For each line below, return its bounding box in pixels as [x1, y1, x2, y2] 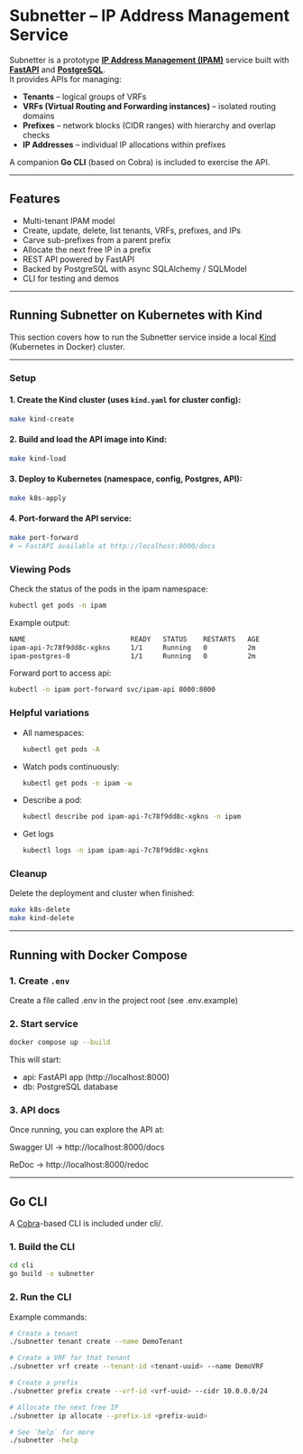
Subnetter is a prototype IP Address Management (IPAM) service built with [9, 54, 289, 65]
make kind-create [9, 415, 75, 424]
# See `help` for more [9, 1428, 95, 1437]
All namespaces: [22, 727, 85, 738]
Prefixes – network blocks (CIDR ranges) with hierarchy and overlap [22, 119, 277, 131]
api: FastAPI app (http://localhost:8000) [22, 1072, 170, 1083]
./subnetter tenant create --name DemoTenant [9, 1337, 183, 1347]
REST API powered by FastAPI [22, 254, 135, 265]
